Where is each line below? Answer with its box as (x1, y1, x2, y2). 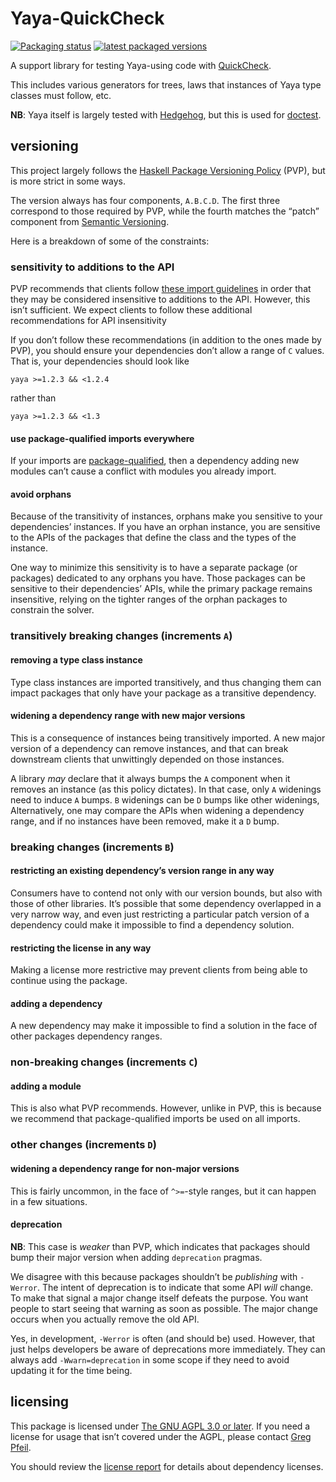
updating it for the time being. (10, 1364, 133, 1376)
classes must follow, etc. (10, 89, 112, 101)
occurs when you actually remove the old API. (10, 1313, 200, 1325)
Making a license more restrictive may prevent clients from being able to (10, 964, 308, 976)
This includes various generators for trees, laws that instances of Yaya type (10, 78, 322, 91)
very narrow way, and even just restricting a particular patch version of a (10, 908, 310, 920)
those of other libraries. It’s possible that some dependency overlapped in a (10, 897, 322, 909)
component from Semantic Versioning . (10, 215, 170, 227)
